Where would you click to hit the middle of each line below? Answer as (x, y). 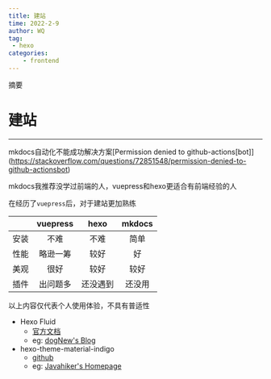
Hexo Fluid (38, 321)
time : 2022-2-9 (34, 23)
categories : (28, 53)
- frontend (41, 61)
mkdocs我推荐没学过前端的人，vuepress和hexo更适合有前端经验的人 (123, 185)
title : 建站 (27, 16)
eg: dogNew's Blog (64, 340)
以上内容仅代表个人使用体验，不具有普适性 (79, 305)
